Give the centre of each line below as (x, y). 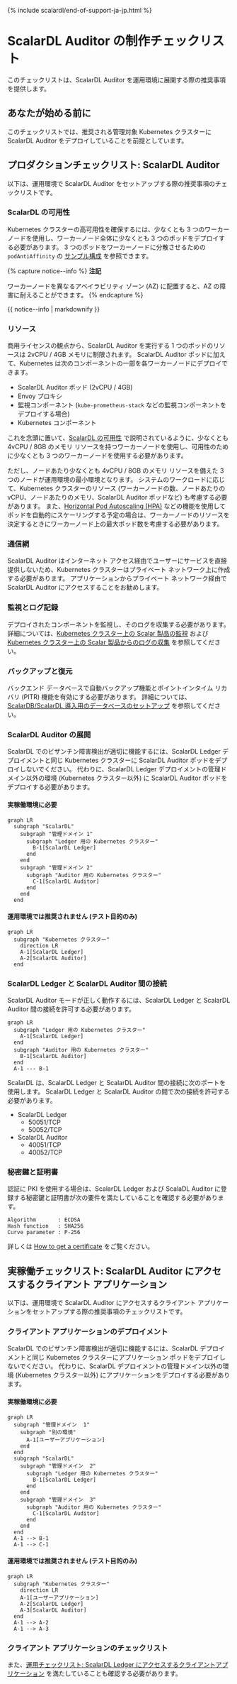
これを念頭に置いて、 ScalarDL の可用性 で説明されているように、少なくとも (118, 438)
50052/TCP (45, 1130)
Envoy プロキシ (40, 396)
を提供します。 (29, 89)
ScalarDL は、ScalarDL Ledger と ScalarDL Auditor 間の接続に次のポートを (117, 1083)
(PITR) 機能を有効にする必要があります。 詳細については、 (106, 697)
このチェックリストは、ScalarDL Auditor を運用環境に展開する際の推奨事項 (117, 79)
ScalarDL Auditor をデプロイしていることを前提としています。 (98, 141)
